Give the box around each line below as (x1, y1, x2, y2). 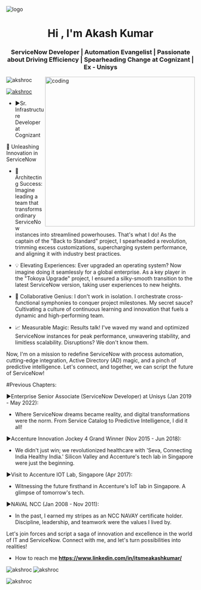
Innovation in (6, 150, 38, 157)
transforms (14, 205, 42, 213)
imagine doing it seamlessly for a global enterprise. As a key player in (14, 268, 187, 276)
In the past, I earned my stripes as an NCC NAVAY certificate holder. (14, 512, 184, 519)
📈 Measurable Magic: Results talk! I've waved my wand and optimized (14, 324, 189, 331)
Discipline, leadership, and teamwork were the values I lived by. (14, 519, 172, 526)
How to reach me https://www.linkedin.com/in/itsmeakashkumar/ (14, 555, 182, 562)
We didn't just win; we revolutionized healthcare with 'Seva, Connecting (14, 447, 192, 454)
